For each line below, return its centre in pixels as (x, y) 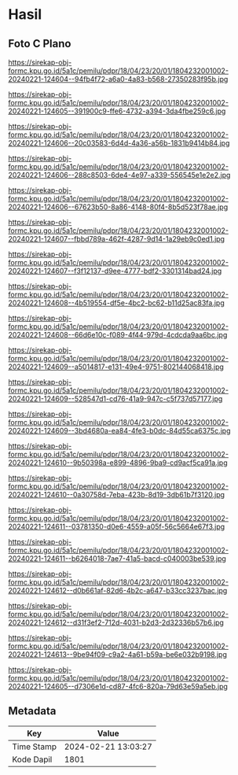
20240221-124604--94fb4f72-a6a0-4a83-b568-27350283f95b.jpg (118, 79)
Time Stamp (35, 747)
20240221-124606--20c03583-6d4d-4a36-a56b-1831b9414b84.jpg (119, 143)
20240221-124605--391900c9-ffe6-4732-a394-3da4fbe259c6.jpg (117, 111)
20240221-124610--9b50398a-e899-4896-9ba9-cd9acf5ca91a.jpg (118, 463)
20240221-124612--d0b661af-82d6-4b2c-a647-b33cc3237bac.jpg (118, 590)
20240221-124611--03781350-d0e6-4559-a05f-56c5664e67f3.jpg (117, 526)
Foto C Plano (40, 44)
